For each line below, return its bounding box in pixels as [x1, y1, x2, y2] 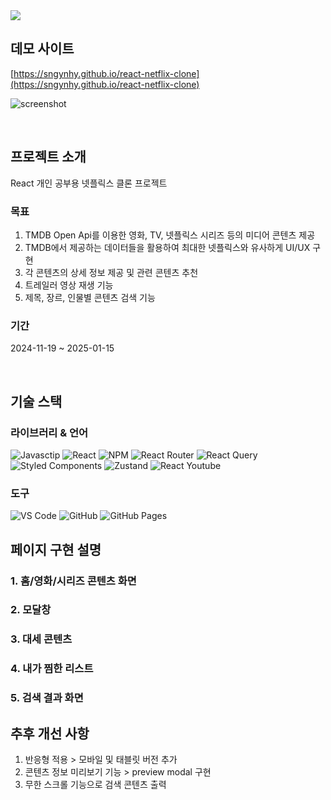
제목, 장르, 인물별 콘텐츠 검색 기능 [24, 291, 156, 303]
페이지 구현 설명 [10, 541, 102, 558]
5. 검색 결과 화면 [10, 691, 84, 705]
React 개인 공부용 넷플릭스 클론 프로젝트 [10, 177, 168, 189]
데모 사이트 [10, 40, 75, 58]
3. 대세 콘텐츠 [10, 632, 73, 646]
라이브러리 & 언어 [10, 425, 89, 439]
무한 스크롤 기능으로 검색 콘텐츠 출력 [24, 779, 167, 791]
